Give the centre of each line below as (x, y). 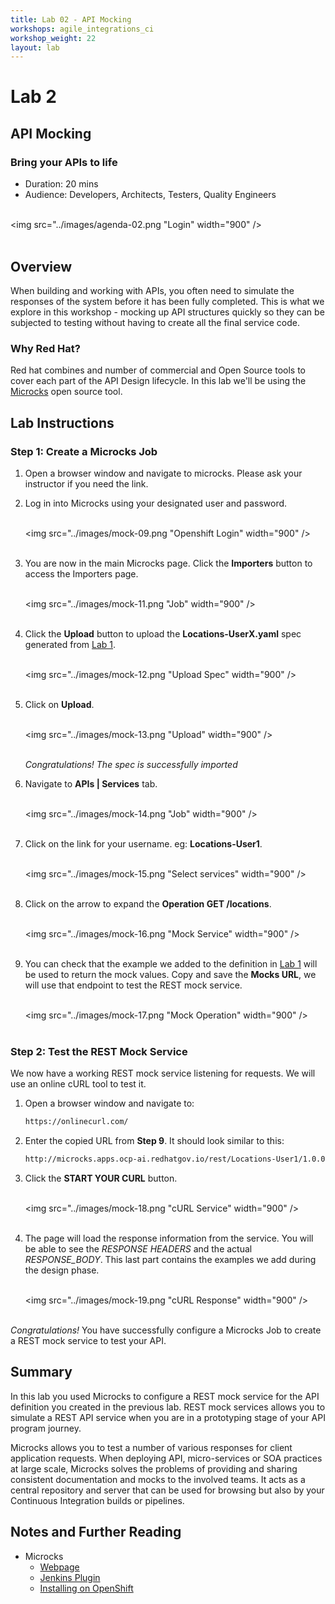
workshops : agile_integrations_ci (82, 29)
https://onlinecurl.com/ (76, 1122)
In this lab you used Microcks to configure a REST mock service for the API (165, 1396)
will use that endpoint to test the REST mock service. (133, 985)
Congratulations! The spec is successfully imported (131, 764)
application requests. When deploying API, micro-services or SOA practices (166, 1458)
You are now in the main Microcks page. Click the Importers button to (168, 563)
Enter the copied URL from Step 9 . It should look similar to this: (154, 1141)
